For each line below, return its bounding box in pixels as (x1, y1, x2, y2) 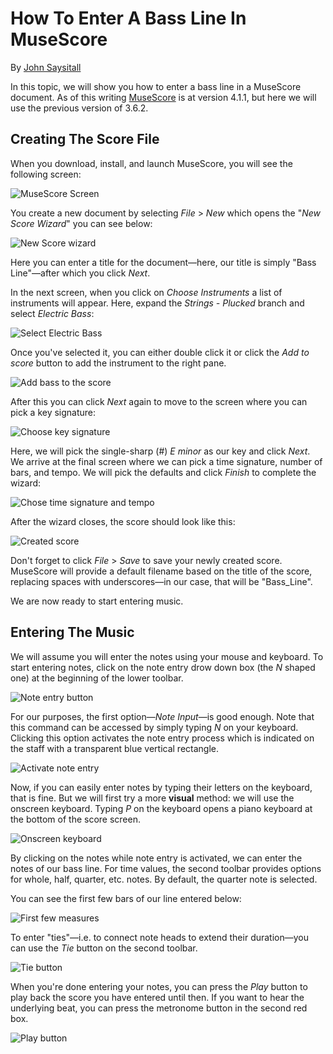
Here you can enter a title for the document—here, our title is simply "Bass (10, 256, 317, 268)
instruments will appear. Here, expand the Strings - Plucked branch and (10, 297, 305, 309)
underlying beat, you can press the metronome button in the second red (10, 1002, 308, 1014)
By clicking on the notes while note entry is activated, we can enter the (10, 852, 303, 864)
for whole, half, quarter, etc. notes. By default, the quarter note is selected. (10, 873, 318, 885)
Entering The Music (10, 624, 135, 641)
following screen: (10, 168, 82, 180)
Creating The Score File (10, 131, 160, 148)
